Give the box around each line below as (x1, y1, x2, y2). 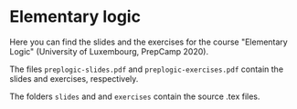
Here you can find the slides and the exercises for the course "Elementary (9, 36, 288, 47)
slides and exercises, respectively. (9, 73, 139, 84)
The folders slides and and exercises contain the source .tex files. (9, 91, 260, 102)
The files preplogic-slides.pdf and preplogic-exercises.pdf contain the (9, 64, 284, 74)
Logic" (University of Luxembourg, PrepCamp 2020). (9, 45, 208, 56)
